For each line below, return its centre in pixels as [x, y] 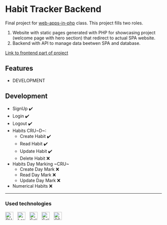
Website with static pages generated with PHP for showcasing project [84, 32]
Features [19, 68]
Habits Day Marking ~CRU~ [41, 164]
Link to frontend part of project [37, 53]
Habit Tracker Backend [53, 9]
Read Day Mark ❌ [38, 175]
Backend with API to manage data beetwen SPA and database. [76, 43]
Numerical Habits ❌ [32, 186]
